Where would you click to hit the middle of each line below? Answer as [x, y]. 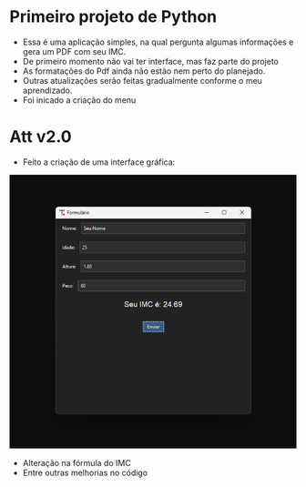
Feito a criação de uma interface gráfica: [99, 162]
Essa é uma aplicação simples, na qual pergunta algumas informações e [158, 42]
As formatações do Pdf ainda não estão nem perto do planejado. [144, 71]
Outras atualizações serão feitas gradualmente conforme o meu [142, 80]
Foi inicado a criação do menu [79, 100]
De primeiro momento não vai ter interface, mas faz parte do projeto [151, 61]
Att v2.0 [41, 137]
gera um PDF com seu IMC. [74, 51]
